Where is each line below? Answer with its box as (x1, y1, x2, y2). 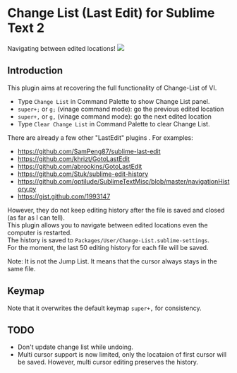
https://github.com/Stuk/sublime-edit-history (17, 170, 149, 178)
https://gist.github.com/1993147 (17, 192, 111, 201)
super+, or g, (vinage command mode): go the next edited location (17, 112, 212, 121)
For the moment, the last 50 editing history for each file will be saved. (7, 243, 209, 251)
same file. (7, 264, 36, 273)
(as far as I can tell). (7, 213, 65, 222)
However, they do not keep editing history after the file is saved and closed (7, 206, 225, 214)
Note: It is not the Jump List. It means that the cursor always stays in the (7, 256, 217, 266)
